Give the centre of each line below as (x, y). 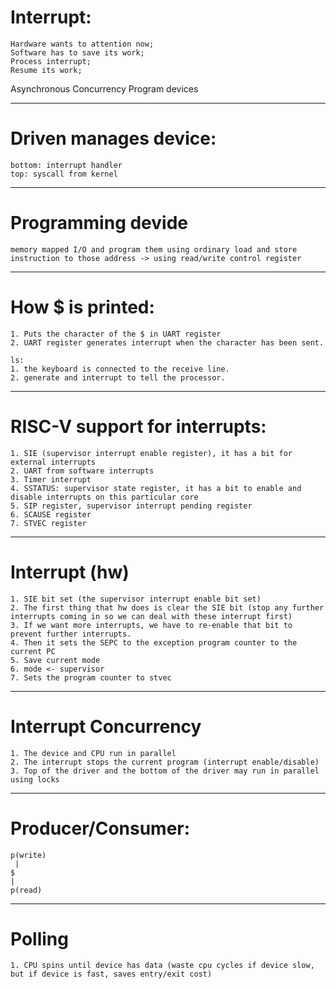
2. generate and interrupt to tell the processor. (118, 377)
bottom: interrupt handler (66, 165)
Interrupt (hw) (70, 572)
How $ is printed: (82, 307)
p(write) (28, 855)
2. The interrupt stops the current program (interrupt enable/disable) (165, 762)
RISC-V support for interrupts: (138, 426)
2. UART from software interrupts (82, 471)
